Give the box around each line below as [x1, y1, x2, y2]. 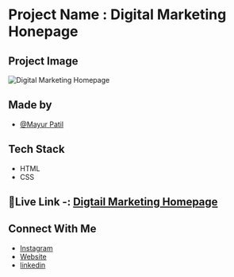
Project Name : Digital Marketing [8, 6, 227, 24]
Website [19, 252, 48, 261]
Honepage [8, 22, 79, 41]
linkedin [19, 260, 46, 270]
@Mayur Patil [19, 119, 64, 129]
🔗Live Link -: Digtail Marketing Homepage [8, 195, 218, 209]
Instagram [19, 243, 53, 252]
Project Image [8, 54, 79, 68]
